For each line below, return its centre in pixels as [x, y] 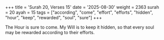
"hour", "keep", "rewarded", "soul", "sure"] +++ [54, 18]
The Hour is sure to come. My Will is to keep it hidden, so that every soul [80, 27]
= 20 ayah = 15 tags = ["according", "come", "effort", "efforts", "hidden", [79, 12]
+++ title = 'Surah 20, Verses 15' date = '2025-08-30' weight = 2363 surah [82, 7]
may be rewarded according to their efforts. [50, 32]
